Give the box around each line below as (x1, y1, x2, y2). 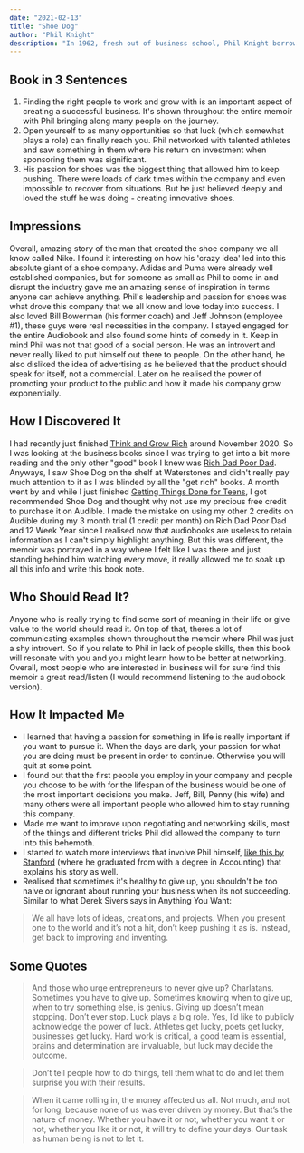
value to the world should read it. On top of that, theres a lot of (9, 623, 242, 634)
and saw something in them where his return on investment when (22, 144, 267, 155)
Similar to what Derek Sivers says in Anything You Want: (22, 895, 233, 906)
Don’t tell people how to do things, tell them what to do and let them (31, 1068, 285, 1079)
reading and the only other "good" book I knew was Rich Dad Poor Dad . (9, 457, 277, 468)
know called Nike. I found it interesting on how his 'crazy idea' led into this (9, 252, 287, 263)
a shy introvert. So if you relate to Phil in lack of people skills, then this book (9, 642, 291, 653)
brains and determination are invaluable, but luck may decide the (31, 1041, 274, 1051)
